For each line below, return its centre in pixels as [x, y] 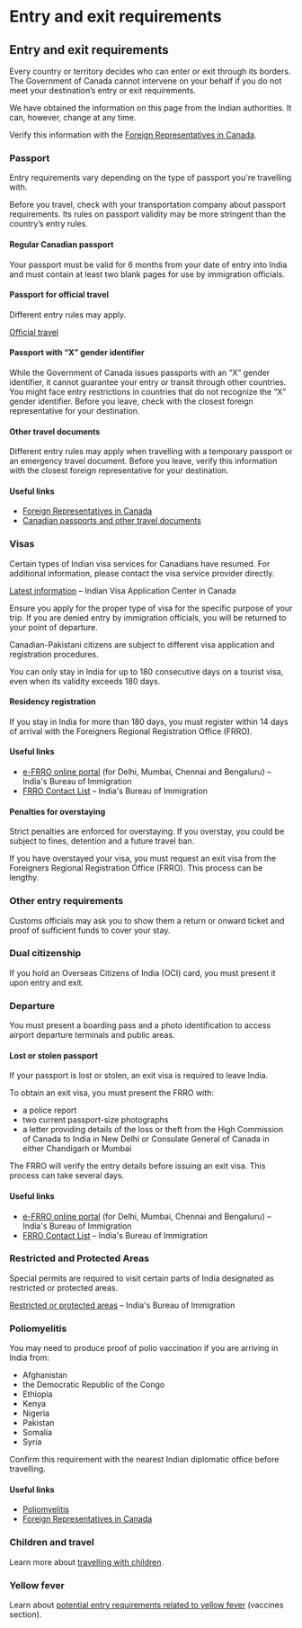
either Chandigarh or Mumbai [77, 1149]
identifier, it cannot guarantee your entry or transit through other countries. [148, 382]
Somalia [37, 1433]
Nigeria [36, 1413]
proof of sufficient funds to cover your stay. [90, 930]
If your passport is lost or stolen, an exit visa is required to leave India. [139, 1076]
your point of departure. [54, 627]
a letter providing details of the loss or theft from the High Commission [153, 1130]
